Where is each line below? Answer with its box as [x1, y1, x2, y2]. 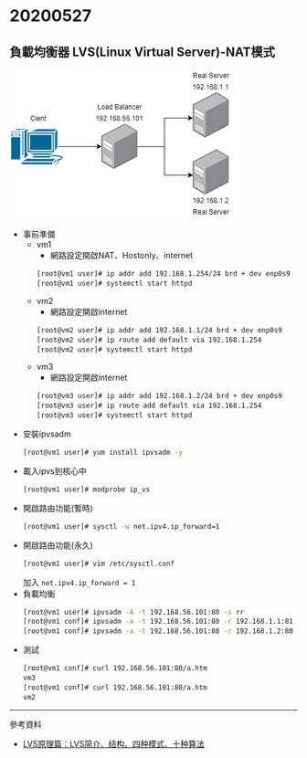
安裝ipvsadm [22, 428, 71, 439]
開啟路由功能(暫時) [22, 502, 94, 513]
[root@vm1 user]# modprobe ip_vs [22, 485, 151, 494]
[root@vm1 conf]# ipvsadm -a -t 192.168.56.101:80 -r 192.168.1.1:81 [22, 617, 294, 626]
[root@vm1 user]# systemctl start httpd [36, 279, 193, 288]
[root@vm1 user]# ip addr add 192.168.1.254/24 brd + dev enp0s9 [36, 269, 291, 279]
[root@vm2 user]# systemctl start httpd [36, 344, 193, 354]
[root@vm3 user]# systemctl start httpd [36, 411, 193, 420]
